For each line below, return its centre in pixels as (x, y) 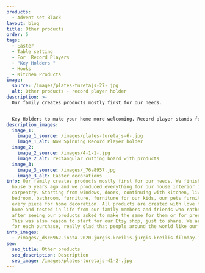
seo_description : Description (50, 255)
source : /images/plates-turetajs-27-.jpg (65, 86)
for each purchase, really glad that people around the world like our (105, 227)
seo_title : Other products (46, 249)
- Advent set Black (37, 18)
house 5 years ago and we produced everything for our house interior (103, 187)
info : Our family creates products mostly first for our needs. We (94, 181)
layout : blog (23, 23)
